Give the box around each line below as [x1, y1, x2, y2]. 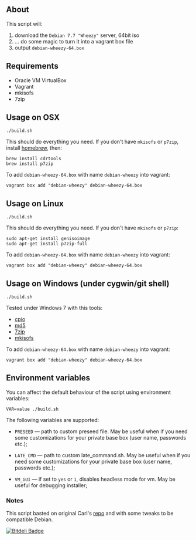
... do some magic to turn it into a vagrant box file [14, 38, 133, 45]
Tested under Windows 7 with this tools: [6, 305, 103, 312]
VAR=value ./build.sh [6, 406, 59, 412]
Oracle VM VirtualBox [14, 76, 67, 84]
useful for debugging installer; [14, 481, 88, 489]
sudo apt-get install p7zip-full [6, 241, 88, 247]
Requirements [6, 61, 59, 71]
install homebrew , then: [6, 144, 63, 151]
